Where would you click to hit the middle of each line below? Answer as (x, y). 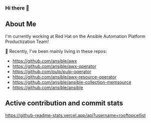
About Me (21, 24)
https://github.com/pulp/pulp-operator (52, 71)
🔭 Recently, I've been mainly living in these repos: (56, 51)
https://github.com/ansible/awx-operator (54, 66)
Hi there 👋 (17, 8)
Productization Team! (27, 41)
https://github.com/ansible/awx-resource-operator (65, 76)
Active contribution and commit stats (64, 103)
